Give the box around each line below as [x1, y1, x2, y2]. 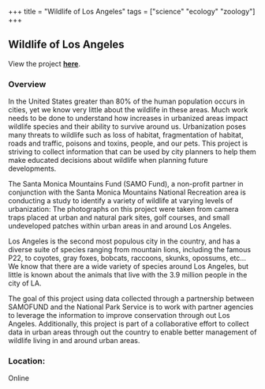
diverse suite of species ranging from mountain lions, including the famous [8, 245, 251, 255]
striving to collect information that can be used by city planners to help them [8, 147, 256, 157]
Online [8, 373, 30, 383]
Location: [8, 356, 46, 367]
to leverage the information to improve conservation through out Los [8, 311, 230, 320]
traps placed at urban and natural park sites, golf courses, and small [8, 213, 230, 222]
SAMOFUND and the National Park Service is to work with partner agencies [8, 302, 254, 312]
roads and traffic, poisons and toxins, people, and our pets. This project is [8, 138, 248, 149]
